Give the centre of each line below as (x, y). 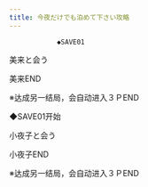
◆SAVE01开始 (35, 116)
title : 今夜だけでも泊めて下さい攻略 (70, 17)
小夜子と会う (32, 135)
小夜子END (29, 154)
